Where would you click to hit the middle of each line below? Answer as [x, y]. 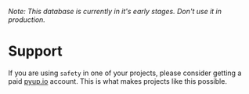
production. [27, 20]
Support [35, 51]
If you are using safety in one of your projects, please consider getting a [125, 73]
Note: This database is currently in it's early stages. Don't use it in [115, 11]
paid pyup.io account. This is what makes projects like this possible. [117, 81]
